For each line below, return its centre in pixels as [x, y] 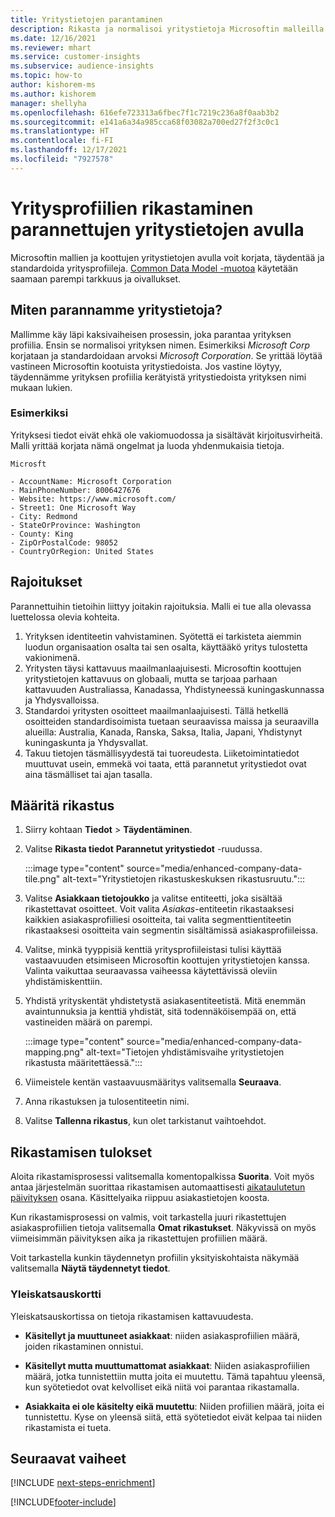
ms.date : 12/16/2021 [53, 38]
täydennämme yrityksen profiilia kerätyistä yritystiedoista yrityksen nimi [158, 377]
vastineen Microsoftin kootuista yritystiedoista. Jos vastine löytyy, [146, 366]
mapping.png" [54, 1052]
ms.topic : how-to [46, 76]
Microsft [28, 464]
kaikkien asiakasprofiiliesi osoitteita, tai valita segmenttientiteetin [158, 920]
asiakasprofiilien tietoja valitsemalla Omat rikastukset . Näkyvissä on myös [163, 1228]
